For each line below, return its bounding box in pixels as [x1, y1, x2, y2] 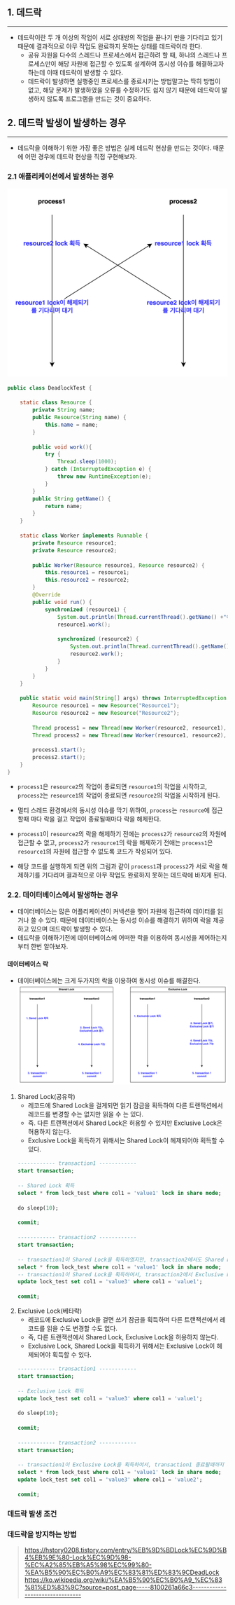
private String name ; [32, 407, 96, 414]
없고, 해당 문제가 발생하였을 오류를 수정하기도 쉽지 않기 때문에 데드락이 [27, 86, 220, 94]
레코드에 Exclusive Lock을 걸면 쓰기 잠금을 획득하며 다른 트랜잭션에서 [27, 1316, 219, 1323]
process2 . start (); [32, 754, 86, 761]
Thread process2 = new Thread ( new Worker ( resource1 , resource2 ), [32, 732, 227, 739]
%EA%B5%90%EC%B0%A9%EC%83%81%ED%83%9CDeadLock [24, 1568, 220, 1576]
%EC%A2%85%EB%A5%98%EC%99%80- [24, 1560, 152, 1569]
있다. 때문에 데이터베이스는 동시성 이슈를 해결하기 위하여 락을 [45, 916, 212, 924]
